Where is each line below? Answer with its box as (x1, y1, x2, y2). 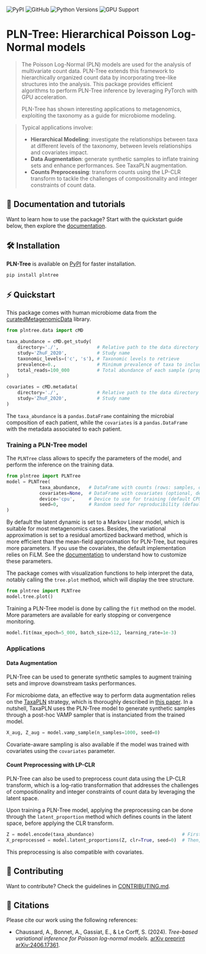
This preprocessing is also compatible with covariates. (6, 848, 144, 856)
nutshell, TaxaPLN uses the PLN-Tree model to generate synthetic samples (6, 704, 196, 712)
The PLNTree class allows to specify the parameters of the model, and (6, 455, 182, 462)
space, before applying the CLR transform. (6, 819, 115, 827)
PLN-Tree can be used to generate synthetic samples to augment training (6, 673, 192, 680)
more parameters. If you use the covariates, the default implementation (6, 545, 186, 552)
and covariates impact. (30, 148, 89, 156)
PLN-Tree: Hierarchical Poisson (6, 28, 169, 41)
